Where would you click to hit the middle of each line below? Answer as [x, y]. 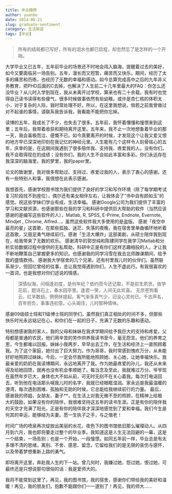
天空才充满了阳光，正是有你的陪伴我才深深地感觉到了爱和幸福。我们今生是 [88, 408]
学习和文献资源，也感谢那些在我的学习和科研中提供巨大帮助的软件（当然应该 [86, 208]
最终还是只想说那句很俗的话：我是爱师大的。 [52, 469]
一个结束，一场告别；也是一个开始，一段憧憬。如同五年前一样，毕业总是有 [84, 438]
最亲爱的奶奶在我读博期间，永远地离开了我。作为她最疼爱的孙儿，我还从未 [84, 363]
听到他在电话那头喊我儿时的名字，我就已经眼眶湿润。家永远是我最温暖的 [90, 383]
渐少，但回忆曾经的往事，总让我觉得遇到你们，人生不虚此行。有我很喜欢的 [88, 266]
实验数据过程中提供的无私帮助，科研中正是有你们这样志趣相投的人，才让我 [88, 247]
